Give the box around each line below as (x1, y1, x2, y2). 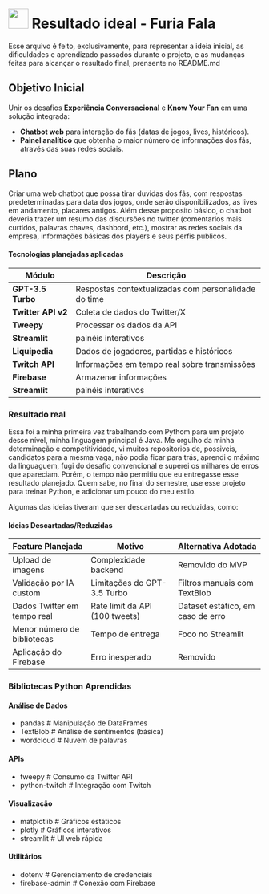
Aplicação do (12, 647, 62, 658)
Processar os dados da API (75, 319, 178, 331)
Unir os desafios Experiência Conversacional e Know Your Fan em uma (8, 103, 248, 112)
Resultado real (8, 408, 66, 420)
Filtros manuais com (177, 578, 254, 589)
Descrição (146, 270, 187, 281)
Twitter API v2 (12, 306, 68, 317)
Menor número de (12, 624, 80, 635)
